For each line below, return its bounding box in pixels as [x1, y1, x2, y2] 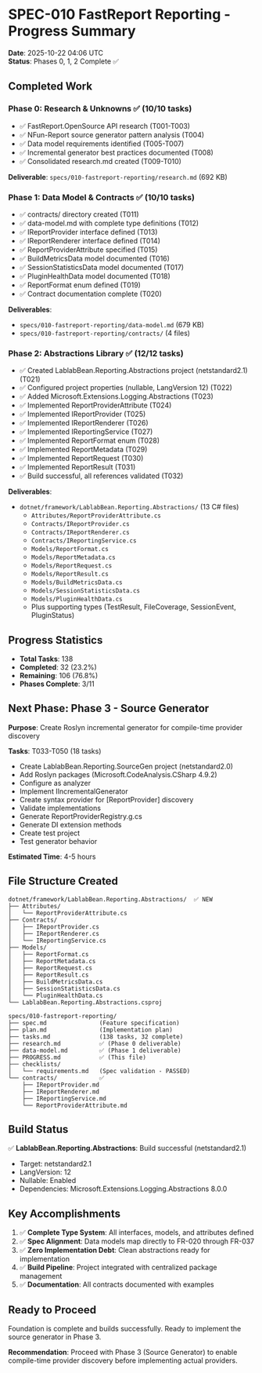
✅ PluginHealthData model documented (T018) [19, 271, 170, 280]
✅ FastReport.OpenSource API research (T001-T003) [19, 121, 190, 130]
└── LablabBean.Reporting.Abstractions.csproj [8, 999, 163, 1006]
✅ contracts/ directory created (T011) [19, 210, 139, 219]
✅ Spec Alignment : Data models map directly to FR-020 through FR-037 [19, 1236, 255, 1246]
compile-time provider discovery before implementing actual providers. [8, 1356, 239, 1365]
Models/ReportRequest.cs [31, 562, 113, 570]
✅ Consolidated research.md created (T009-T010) [19, 156, 182, 166]
